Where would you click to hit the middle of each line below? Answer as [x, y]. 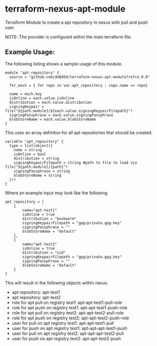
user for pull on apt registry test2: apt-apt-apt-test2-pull [68, 333]
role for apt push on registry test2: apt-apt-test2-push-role [71, 318]
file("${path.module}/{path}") [36, 167]
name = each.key [26, 94]
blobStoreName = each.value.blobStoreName [53, 119]
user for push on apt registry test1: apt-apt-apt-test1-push [70, 328]
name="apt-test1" [40, 210]
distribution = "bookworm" [50, 219]
